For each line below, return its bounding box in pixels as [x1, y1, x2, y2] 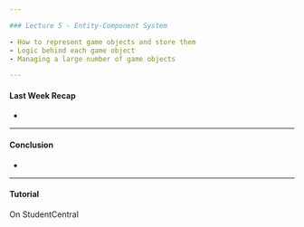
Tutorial [9, 189, 40, 200]
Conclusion [9, 139, 54, 150]
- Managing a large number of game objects [9, 54, 176, 63]
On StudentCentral [9, 209, 80, 220]
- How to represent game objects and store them [9, 37, 196, 46]
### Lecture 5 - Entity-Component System [9, 21, 168, 30]
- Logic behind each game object [9, 46, 136, 55]
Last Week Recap [9, 90, 76, 100]
